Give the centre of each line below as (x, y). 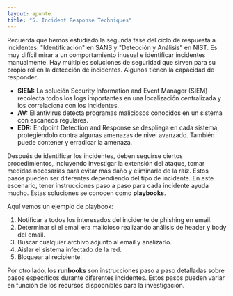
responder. (23, 77)
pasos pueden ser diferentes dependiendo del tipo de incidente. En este (111, 178)
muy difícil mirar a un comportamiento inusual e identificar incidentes (106, 55)
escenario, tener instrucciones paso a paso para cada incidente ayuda (108, 185)
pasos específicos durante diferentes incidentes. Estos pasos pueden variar (116, 278)
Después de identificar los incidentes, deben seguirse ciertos (95, 156)
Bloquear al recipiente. (49, 257)
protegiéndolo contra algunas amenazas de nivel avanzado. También (116, 135)
